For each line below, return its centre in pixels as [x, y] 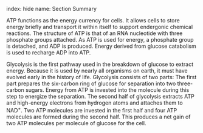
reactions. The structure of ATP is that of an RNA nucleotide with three [95, 33]
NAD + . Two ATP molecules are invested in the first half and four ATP [92, 110]
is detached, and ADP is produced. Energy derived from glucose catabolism [101, 46]
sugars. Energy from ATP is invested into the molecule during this [107, 90]
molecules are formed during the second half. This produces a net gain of [98, 117]
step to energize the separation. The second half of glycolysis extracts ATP [100, 96]
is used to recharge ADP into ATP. [49, 53]
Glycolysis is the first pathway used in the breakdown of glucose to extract [100, 64]
